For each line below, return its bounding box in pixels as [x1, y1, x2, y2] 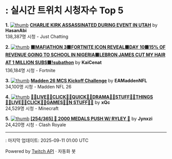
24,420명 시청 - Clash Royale [5, 121, 67, 128]
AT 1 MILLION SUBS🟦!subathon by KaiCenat [5, 59, 102, 65]
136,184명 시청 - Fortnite [5, 67, 56, 73]
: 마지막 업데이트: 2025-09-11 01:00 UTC [5, 137, 89, 143]
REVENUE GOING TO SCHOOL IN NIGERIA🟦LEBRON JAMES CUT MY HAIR [5, 52, 165, 58]
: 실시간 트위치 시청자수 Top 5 [5, 5, 124, 16]
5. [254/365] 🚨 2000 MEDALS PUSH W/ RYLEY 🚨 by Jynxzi [5, 116, 153, 122]
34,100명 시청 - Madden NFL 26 [5, 83, 72, 89]
